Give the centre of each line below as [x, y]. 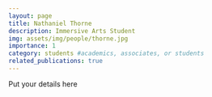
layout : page [30, 16]
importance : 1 [32, 46]
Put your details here [43, 84]
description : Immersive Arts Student [72, 31]
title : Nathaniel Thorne [50, 23]
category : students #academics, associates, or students [106, 53]
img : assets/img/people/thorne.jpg [68, 38]
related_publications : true [56, 61]
